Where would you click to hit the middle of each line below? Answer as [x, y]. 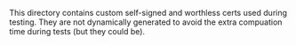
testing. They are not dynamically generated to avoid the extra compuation [146, 22]
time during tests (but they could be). [77, 31]
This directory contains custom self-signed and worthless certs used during [148, 13]
